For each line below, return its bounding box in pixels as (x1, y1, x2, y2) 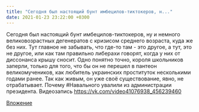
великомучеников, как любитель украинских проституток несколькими (6, 69, 191, 76)
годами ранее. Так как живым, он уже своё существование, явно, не (6, 75, 184, 82)
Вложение (6, 99, 33, 106)
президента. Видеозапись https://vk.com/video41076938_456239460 (6, 88, 182, 95)
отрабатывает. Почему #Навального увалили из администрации (6, 81, 172, 88)
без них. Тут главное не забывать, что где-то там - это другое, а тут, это (6, 43, 192, 51)
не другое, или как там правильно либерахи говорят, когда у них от (6, 49, 181, 57)
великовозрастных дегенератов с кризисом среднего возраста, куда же (6, 37, 193, 44)
